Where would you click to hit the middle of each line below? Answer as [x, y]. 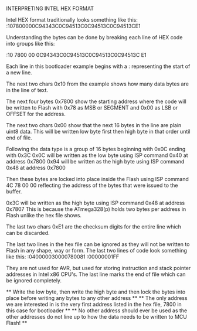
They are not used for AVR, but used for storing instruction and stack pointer [98, 268]
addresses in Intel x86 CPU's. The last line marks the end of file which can [96, 274]
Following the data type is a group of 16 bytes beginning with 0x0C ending [96, 149]
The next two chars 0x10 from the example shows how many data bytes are [98, 84]
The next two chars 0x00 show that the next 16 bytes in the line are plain [94, 125]
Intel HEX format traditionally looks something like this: [72, 20]
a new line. [19, 72]
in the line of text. [27, 90]
